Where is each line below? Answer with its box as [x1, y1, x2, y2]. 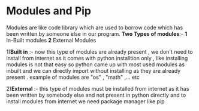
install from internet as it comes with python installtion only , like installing [6, 54, 188, 61]
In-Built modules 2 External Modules [6, 36, 97, 44]
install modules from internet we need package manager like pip [6, 97, 165, 105]
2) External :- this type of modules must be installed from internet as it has [6, 85, 189, 92]
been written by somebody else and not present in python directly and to [6, 91, 186, 98]
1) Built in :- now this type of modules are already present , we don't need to [6, 48, 193, 55]
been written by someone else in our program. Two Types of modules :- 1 [6, 30, 188, 37]
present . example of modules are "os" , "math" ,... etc [6, 73, 140, 81]
